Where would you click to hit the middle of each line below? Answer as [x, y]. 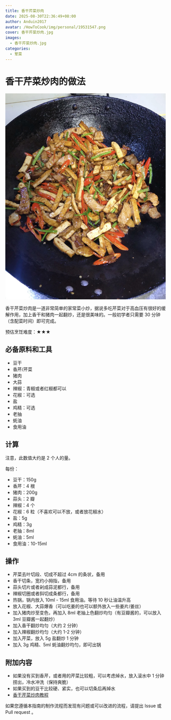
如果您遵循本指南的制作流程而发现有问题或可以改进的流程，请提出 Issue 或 [83, 706]
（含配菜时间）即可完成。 [32, 321]
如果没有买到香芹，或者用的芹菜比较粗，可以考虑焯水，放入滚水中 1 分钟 [88, 676]
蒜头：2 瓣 [24, 498]
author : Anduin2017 [26, 21]
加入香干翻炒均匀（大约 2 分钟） [47, 626]
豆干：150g [24, 479]
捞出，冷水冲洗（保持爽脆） [42, 682]
